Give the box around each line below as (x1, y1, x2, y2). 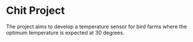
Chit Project (6, 4, 65, 17)
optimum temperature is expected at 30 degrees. (6, 29, 125, 36)
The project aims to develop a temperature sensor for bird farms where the (6, 23, 187, 30)
